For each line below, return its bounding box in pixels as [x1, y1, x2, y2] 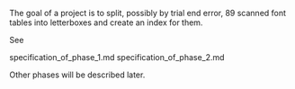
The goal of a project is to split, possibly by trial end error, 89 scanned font [9, 8, 286, 18]
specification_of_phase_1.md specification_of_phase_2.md [9, 52, 225, 62]
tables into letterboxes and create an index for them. [9, 17, 203, 28]
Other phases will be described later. [9, 69, 146, 80]
